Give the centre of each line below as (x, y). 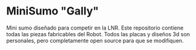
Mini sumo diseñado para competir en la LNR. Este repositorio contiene (95, 28)
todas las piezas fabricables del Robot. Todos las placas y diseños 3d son (98, 34)
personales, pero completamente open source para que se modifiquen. (95, 40)
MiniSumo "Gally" (53, 11)
